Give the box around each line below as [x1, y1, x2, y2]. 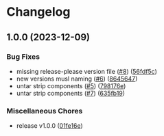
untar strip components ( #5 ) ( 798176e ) [16, 81, 126, 90]
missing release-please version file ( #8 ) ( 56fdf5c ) [16, 67, 157, 75]
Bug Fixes [6, 52, 40, 62]
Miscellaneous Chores [6, 106, 83, 115]
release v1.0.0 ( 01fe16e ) [16, 122, 83, 130]
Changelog [6, 4, 71, 20]
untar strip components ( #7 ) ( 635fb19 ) [16, 89, 125, 97]
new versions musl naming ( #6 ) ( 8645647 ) [16, 74, 138, 83]
